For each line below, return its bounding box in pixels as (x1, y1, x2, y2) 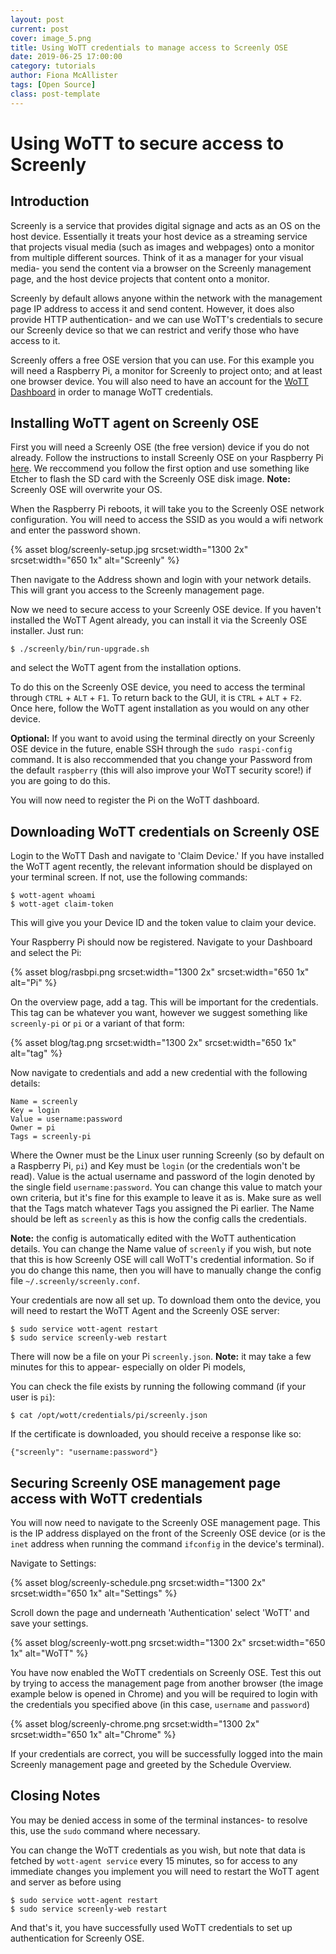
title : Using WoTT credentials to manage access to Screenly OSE (10, 42, 288, 53)
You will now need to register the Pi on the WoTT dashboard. (10, 794, 260, 806)
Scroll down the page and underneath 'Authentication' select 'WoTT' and (10, 1607, 310, 1619)
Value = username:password (10, 1114, 123, 1125)
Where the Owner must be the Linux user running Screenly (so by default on (10, 1149, 325, 1161)
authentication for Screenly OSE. (10, 1932, 145, 1944)
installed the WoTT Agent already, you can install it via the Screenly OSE (10, 614, 308, 626)
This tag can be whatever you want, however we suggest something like (10, 1007, 308, 1019)
